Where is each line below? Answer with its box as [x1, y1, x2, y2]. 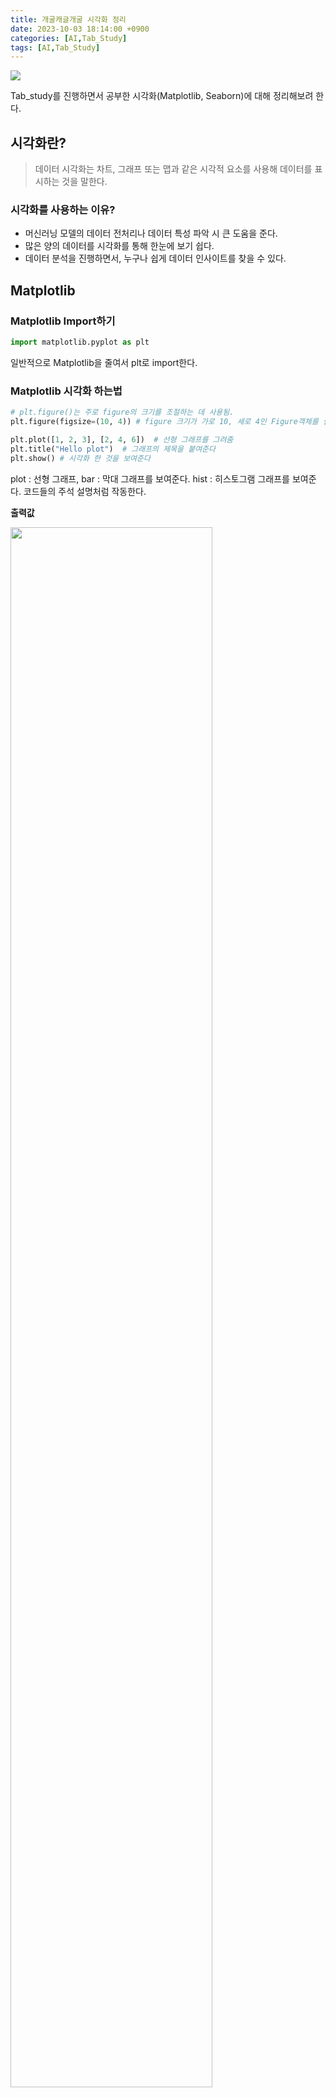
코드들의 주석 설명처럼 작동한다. [23, 485, 147, 497]
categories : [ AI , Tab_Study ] [10, 33, 128, 43]
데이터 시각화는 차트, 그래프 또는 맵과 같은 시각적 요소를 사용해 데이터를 [34, 163, 313, 175]
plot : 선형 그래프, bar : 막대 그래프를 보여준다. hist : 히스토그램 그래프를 [10, 472, 290, 485]
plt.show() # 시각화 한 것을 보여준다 [10, 453, 151, 463]
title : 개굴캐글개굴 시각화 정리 [10, 14, 127, 25]
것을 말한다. [61, 176, 108, 188]
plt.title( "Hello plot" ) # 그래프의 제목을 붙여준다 [10, 444, 216, 454]
